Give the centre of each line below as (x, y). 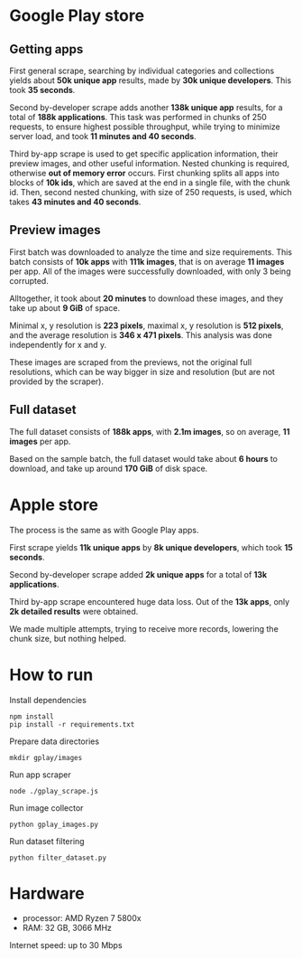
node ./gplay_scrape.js (54, 791)
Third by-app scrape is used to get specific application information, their (144, 154)
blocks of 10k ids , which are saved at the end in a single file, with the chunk (150, 183)
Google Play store (77, 16)
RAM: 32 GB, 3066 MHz (67, 928)
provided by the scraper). (56, 381)
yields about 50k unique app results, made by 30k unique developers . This (151, 80)
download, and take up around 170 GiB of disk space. (109, 468)
